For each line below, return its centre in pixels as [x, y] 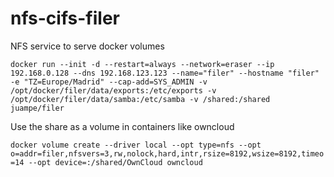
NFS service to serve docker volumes [87, 46]
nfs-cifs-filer [65, 18]
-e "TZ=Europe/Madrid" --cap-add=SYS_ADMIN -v [109, 82]
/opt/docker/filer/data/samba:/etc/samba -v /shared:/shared [140, 99]
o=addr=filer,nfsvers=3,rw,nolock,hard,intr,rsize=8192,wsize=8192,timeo [167, 153]
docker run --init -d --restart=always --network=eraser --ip [142, 64]
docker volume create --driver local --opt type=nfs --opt [136, 145]
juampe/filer [37, 108]
